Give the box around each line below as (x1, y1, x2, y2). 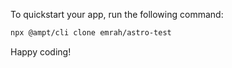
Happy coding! (10, 45, 72, 58)
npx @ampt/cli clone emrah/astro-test (10, 28, 172, 38)
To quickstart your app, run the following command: (10, 9, 224, 20)
